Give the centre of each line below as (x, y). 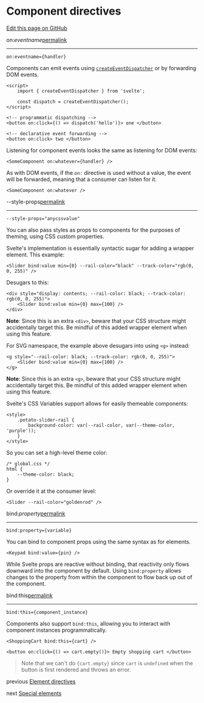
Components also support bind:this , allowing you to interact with (88, 623)
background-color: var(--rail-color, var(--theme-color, (101, 425)
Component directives (64, 11)
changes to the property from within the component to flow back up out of (99, 577)
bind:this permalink (29, 595)
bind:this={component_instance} (47, 612)
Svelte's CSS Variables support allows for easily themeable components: (97, 403)
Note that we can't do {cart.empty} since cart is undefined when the (107, 663)
